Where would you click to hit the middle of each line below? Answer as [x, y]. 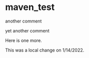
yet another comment [27, 30]
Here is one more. [24, 40]
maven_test [30, 7]
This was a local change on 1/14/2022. [45, 50]
